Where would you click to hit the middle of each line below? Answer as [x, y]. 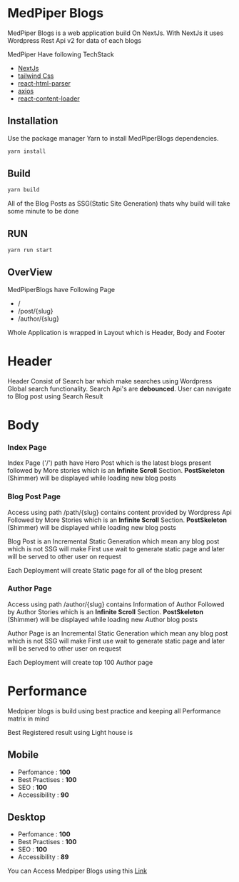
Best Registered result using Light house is [70, 732]
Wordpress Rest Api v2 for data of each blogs [74, 40]
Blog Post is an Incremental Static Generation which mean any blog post [113, 541]
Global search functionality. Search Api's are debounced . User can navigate [119, 389]
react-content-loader [49, 99]
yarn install [27, 151]
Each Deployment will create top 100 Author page [80, 662]
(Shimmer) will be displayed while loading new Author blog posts [103, 619]
